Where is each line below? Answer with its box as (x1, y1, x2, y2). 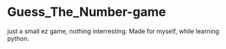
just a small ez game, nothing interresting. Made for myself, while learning (7, 27, 220, 35)
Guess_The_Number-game (7, 4, 166, 20)
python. (7, 34, 29, 42)
